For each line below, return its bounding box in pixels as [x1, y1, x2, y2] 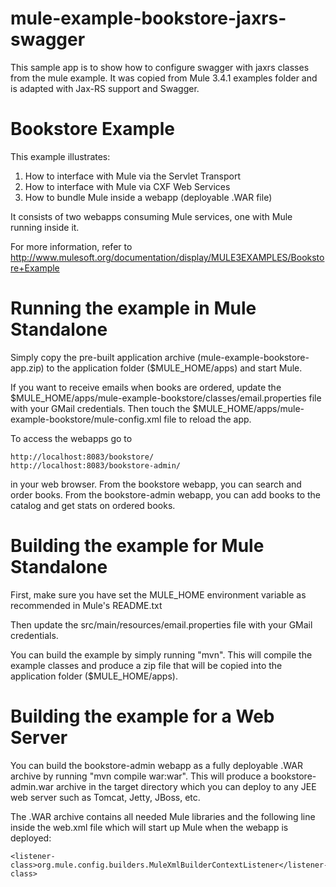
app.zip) [10, 362, 45, 374]
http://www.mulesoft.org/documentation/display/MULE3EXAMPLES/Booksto [10, 251, 325, 263]
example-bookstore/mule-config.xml [10, 413, 162, 425]
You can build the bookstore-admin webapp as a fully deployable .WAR [10, 759, 303, 771]
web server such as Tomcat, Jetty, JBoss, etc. [10, 791, 201, 803]
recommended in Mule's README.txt [10, 599, 163, 611]
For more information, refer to [10, 240, 133, 252]
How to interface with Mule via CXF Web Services [24, 180, 231, 192]
